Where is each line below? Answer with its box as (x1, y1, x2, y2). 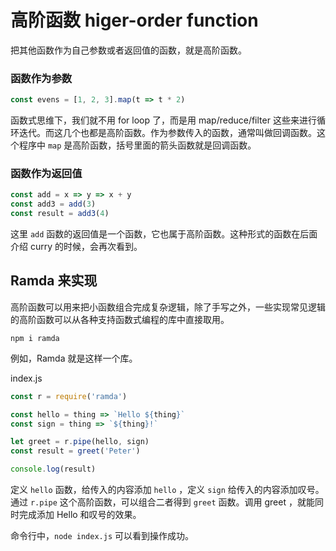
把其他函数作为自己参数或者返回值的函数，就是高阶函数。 (10, 44, 247, 56)
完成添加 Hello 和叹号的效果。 (18, 509, 142, 521)
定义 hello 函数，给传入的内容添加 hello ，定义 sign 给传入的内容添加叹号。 (10, 484, 325, 496)
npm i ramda (10, 333, 60, 343)
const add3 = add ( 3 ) (10, 199, 97, 210)
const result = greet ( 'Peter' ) (10, 446, 141, 456)
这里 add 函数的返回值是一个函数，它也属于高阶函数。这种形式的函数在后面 (10, 228, 318, 240)
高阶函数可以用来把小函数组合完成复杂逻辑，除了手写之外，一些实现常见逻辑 (10, 301, 326, 313)
